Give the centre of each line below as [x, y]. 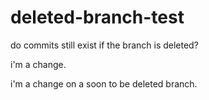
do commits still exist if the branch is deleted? [104, 45]
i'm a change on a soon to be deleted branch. [104, 83]
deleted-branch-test [97, 17]
